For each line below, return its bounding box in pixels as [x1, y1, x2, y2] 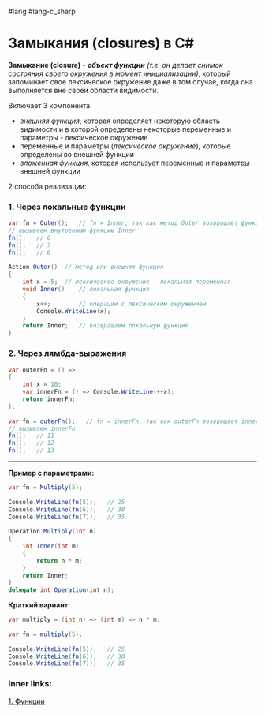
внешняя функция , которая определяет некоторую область [19, 116, 221, 125]
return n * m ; [36, 556, 83, 565]
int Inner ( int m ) [22, 542, 80, 551]
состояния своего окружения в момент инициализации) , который [8, 69, 231, 78]
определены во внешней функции [19, 149, 135, 159]
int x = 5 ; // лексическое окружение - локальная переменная [22, 278, 231, 286]
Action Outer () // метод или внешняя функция [8, 264, 164, 271]
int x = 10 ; [22, 380, 62, 389]
